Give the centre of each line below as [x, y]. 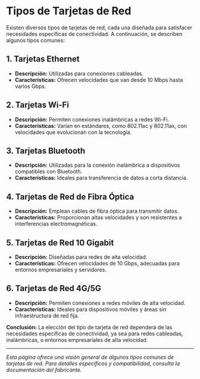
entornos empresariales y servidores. [61, 270]
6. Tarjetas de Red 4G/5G [54, 288]
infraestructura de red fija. [47, 316]
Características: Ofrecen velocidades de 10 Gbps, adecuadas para [97, 263]
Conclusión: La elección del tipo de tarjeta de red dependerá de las [89, 327]
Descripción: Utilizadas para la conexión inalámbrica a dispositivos [97, 165]
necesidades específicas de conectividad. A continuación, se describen [94, 33]
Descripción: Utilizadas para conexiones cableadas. [79, 74]
